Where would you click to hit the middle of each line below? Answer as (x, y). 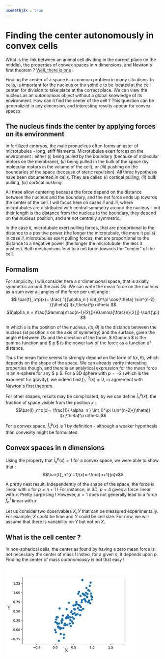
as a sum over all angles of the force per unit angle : (58, 292)
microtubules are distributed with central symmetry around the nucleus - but (83, 208)
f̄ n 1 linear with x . (22, 501)
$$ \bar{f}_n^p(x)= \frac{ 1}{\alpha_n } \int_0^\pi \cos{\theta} (72, 299)
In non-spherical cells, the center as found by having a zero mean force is (80, 549)
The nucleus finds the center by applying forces (81, 126)
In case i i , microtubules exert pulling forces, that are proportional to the (77, 238)
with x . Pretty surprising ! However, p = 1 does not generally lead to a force (81, 494)
